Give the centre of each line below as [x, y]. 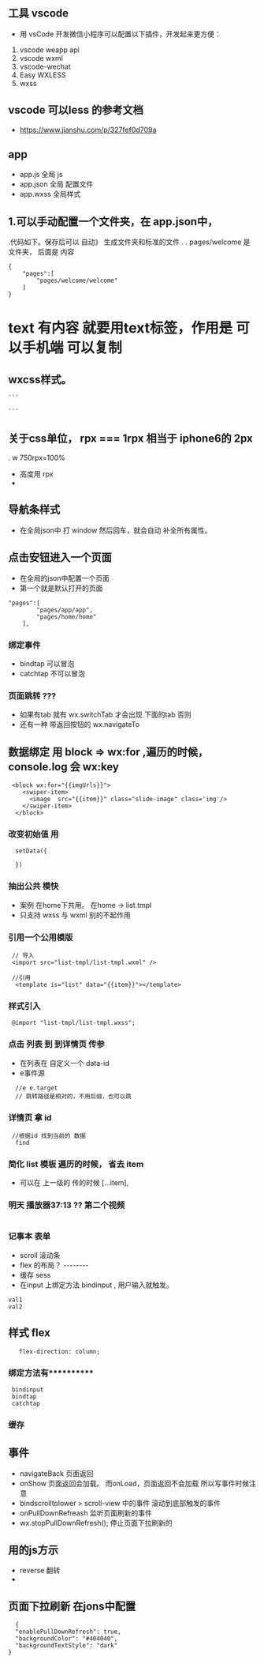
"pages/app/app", [65, 610]
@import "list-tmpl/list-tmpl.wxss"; [73, 1023]
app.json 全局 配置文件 [56, 184]
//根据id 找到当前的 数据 [49, 1135]
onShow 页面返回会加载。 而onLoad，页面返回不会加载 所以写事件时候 [134, 1483]
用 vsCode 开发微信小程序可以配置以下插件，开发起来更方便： [121, 34]
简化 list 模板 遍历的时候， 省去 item [76, 1164]
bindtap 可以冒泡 [47, 663]
